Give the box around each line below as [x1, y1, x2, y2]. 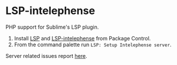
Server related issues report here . [5, 52, 87, 59]
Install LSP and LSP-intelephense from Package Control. [14, 35, 151, 42]
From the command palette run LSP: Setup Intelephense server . [14, 41, 172, 48]
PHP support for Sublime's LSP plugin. [5, 23, 99, 30]
